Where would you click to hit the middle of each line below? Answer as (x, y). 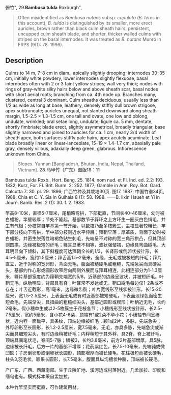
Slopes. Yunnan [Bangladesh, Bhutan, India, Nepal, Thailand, (81, 164)
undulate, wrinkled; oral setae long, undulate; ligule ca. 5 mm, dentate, (79, 121)
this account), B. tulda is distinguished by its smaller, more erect (85, 23)
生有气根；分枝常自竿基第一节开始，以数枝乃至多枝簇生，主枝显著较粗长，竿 (85, 226)
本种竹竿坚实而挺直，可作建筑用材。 (43, 387)
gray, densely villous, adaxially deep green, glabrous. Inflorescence (76, 148)
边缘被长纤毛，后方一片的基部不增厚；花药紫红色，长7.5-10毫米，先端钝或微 (85, 346)
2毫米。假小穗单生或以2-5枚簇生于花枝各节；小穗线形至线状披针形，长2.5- (84, 308)
